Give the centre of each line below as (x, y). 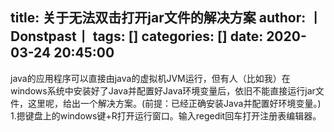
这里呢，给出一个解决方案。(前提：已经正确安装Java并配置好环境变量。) (174, 103)
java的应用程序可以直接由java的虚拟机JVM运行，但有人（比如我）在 (150, 78)
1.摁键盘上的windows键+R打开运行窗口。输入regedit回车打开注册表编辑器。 (166, 115)
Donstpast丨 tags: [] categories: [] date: (137, 36)
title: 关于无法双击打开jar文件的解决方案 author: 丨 (166, 18)
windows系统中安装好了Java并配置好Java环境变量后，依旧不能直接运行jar (163, 90)
